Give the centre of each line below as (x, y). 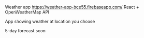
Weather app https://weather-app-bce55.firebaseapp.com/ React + (72, 7)
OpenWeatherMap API (27, 12)
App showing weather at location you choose (50, 21)
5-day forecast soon (25, 31)
